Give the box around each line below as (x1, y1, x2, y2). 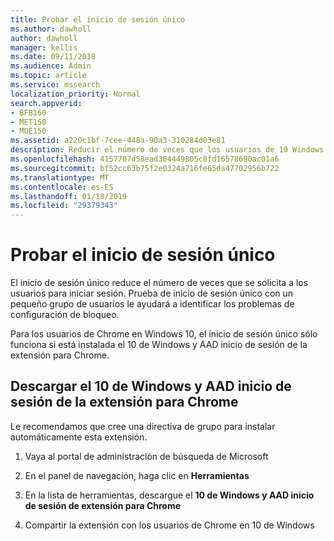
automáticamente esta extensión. (10, 431, 148, 443)
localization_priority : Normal (10, 89, 141, 99)
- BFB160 (10, 107, 47, 118)
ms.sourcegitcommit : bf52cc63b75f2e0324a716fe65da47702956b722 (10, 163, 280, 173)
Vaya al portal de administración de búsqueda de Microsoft (24, 450, 269, 462)
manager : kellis (10, 42, 78, 53)
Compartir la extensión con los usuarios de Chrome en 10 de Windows (24, 519, 315, 531)
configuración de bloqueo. (10, 309, 120, 321)
